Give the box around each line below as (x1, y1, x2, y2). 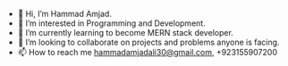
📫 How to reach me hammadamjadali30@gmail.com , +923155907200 (17, 47, 277, 57)
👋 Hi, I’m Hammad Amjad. (17, 9, 112, 19)
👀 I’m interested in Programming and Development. (17, 18, 206, 29)
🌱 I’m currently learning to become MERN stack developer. (17, 28, 234, 37)
